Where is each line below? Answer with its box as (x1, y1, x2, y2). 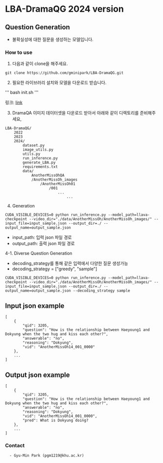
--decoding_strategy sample (72, 288, 131, 293)
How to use (5, 49, 33, 56)
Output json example (5, 370, 70, 379)
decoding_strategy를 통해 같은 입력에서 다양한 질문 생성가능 (12, 260, 128, 266)
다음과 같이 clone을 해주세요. (12, 61, 68, 67)
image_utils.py (23, 147, 54, 152)
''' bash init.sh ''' (5, 90, 39, 95)
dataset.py (23, 143, 45, 148)
